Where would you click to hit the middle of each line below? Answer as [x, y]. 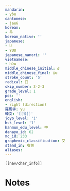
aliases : [14, 150]
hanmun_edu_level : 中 [26, 127]
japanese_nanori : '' [26, 55]
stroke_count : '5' [24, 77]
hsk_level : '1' [20, 123]
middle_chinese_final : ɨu [31, 73]
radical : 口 [17, 82]
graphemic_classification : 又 [35, 141]
